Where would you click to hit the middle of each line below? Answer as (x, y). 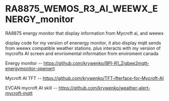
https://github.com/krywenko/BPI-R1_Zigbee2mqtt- (96, 63)
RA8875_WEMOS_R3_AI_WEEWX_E (82, 9)
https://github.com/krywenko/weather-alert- (104, 87)
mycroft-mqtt (19, 93)
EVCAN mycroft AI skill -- (31, 87)
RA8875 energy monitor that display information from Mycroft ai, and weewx (84, 33)
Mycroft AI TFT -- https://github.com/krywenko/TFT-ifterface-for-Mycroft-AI (84, 78)
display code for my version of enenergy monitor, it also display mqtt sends (83, 42)
